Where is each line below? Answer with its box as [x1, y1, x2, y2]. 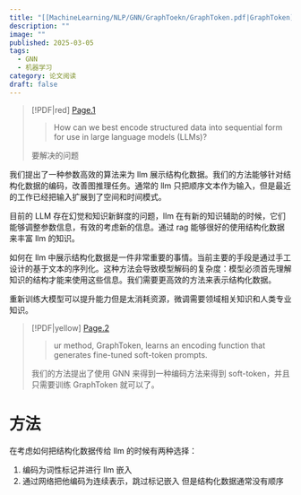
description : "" [9, 22, 70, 30]
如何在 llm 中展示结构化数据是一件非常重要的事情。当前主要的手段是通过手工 [9, 252, 291, 263]
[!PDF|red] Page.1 [30, 104, 96, 115]
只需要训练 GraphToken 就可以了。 [30, 378, 159, 390]
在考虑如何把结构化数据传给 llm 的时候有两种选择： [9, 445, 197, 456]
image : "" [9, 30, 47, 39]
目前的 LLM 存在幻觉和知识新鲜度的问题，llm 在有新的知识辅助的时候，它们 [9, 210, 287, 221]
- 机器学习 [17, 64, 53, 73]
